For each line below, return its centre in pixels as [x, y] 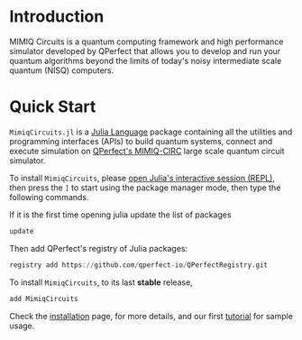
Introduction [57, 17]
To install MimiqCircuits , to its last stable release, [101, 282]
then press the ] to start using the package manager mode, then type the [145, 188]
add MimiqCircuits [44, 299]
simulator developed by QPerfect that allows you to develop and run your [145, 51]
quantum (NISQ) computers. [62, 70]
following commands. [49, 197]
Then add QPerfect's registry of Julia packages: [98, 248]
